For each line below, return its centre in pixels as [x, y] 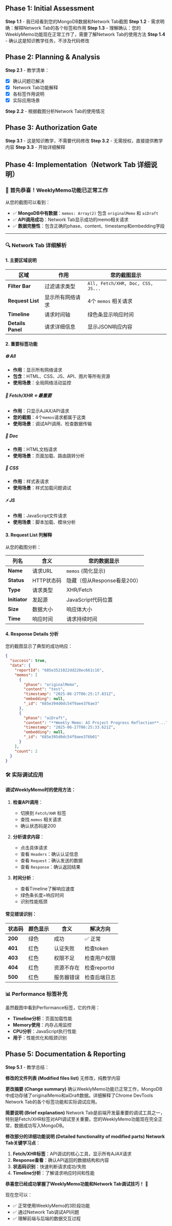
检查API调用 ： [28, 802]
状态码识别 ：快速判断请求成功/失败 [49, 1167]
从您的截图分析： [23, 547]
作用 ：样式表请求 [31, 481]
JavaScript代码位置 [90, 600]
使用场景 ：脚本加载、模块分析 [44, 522]
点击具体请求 [34, 848]
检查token [96, 948]
